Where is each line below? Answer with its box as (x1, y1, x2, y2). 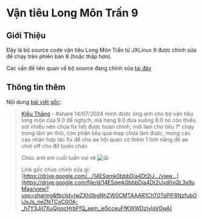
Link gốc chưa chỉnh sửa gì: (21, 166, 91, 173)
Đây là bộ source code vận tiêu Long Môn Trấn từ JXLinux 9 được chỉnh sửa (6, 46, 197, 53)
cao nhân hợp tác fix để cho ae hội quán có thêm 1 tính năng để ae (21, 135, 188, 143)
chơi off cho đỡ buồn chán (21, 142, 88, 149)
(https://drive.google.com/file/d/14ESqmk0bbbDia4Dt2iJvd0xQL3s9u (21, 179, 196, 186)
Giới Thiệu (6, 30, 46, 41)
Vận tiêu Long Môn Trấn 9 (6, 6, 139, 20)
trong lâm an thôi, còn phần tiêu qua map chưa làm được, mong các (21, 129, 191, 137)
